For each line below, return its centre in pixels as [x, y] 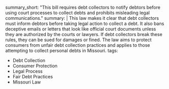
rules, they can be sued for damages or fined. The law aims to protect [78, 40]
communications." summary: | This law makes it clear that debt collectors [82, 18]
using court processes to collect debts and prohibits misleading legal [78, 13]
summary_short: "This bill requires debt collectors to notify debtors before [83, 7]
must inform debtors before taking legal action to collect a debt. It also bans [85, 23]
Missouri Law [27, 82]
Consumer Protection [35, 66]
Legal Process [27, 71]
